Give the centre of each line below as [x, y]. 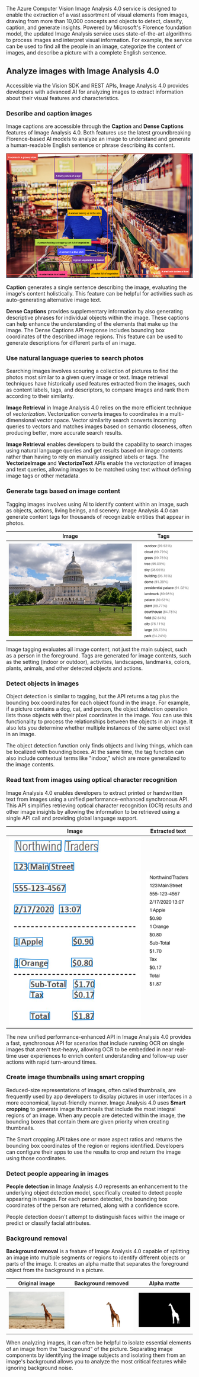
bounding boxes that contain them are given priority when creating [88, 1121]
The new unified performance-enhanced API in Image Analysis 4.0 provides [99, 1036]
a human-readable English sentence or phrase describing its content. [91, 145]
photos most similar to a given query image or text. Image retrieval [87, 377]
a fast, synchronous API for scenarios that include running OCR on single [95, 1043]
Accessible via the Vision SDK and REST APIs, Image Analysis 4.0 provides [97, 85]
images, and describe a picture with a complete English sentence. [86, 52]
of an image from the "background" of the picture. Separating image [89, 1349]
